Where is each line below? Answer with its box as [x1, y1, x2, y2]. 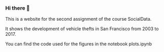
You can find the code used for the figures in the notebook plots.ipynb [5, 41, 152, 47]
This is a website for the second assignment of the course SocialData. [5, 16, 152, 22]
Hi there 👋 [5, 5, 30, 12]
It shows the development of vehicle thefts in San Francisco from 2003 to [5, 26, 159, 32]
